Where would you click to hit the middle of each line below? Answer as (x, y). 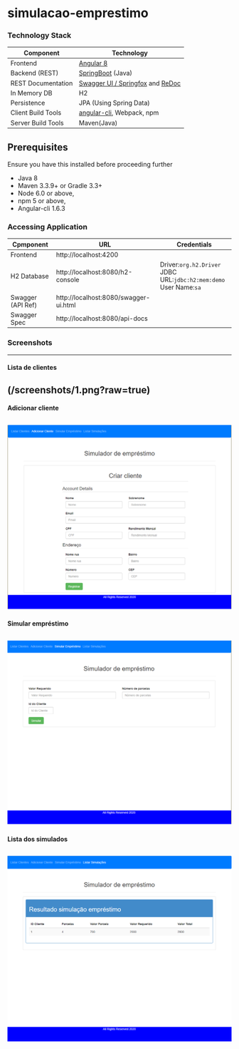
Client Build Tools (36, 113)
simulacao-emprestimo (78, 13)
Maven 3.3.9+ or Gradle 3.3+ (60, 186)
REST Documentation (42, 83)
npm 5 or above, (42, 201)
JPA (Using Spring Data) (115, 103)
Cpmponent (30, 244)
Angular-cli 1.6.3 (41, 209)
